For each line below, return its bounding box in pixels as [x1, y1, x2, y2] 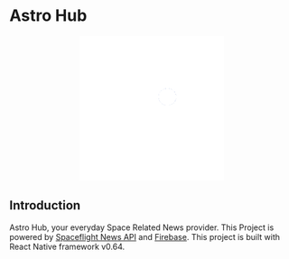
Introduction [9, 198, 81, 213]
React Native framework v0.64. [9, 241, 126, 252]
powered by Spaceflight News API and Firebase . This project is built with [9, 231, 281, 242]
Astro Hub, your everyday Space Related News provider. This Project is [9, 222, 275, 233]
